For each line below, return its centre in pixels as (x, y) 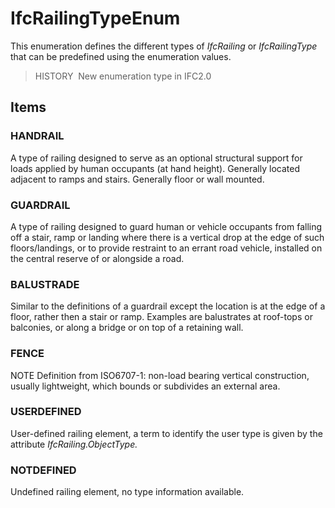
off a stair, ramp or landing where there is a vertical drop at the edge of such (167, 237)
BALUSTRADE (45, 284)
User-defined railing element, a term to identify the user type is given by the (166, 433)
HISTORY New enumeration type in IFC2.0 (123, 76)
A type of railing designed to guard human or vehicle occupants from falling (166, 226)
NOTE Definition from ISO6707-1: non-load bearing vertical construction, (160, 375)
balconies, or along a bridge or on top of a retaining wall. (127, 328)
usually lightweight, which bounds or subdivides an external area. (145, 386)
